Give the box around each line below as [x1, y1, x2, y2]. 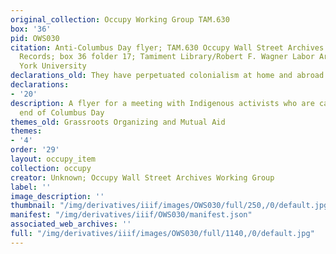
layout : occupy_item [10, 154, 97, 164]
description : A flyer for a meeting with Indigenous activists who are [10, 98, 315, 108]
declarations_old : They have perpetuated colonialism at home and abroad [10, 71, 325, 81]
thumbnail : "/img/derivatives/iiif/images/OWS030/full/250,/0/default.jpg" [10, 201, 333, 211]
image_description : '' [10, 191, 105, 201]
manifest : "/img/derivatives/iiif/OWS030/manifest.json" [10, 210, 253, 220]
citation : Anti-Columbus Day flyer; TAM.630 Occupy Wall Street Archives [10, 42, 325, 53]
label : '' [10, 182, 52, 192]
